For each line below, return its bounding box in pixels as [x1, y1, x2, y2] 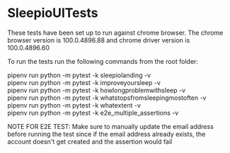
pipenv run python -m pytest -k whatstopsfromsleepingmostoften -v [7, 93, 207, 102]
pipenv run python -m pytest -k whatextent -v [7, 101, 142, 109]
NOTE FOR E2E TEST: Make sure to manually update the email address [7, 122, 214, 130]
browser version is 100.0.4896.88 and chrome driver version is [7, 35, 190, 44]
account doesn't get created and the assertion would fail [7, 137, 173, 146]
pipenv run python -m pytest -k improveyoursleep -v [7, 78, 161, 86]
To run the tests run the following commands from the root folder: [7, 57, 198, 65]
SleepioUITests [7, 5, 98, 21]
